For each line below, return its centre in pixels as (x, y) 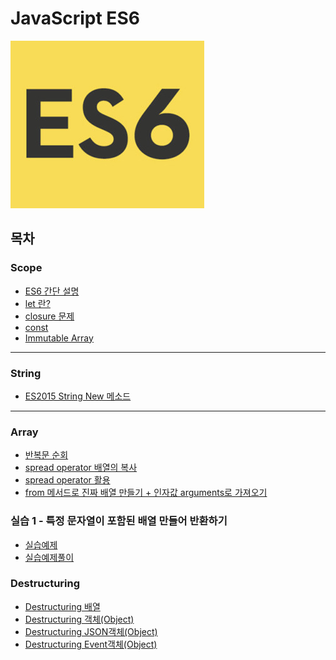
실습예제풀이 (49, 557)
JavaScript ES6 (75, 18)
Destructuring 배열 (62, 606)
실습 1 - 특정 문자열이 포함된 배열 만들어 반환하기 (119, 521)
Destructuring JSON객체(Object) (91, 631)
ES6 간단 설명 (52, 291)
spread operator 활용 (67, 480)
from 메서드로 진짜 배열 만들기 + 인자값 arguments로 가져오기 (146, 493)
